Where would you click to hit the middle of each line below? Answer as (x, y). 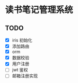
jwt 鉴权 (20, 70)
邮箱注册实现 (25, 76)
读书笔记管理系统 (39, 10)
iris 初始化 (22, 40)
